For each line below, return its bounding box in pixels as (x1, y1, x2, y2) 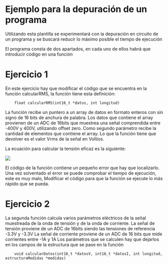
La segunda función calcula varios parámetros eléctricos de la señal (5, 215, 146, 221)
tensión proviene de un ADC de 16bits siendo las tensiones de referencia (5, 225, 155, 231)
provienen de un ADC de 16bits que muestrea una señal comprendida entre (5, 119, 161, 126)
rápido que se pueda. (5, 181, 49, 187)
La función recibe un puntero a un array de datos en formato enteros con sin (5, 109, 163, 115)
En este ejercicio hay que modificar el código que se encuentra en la (5, 85, 147, 91)
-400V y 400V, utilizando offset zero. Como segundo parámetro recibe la (5, 125, 156, 131)
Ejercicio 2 (5, 198, 50, 210)
